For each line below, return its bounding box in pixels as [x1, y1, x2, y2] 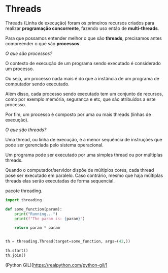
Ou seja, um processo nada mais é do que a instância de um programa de [5, 75, 160, 81]
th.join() [5, 253, 26, 258]
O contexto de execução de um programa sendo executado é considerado [5, 60, 161, 66]
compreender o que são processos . [5, 40, 81, 46]
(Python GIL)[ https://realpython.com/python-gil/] [5, 262, 108, 268]
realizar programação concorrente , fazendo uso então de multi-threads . [5, 25, 159, 31]
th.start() [5, 248, 28, 253]
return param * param [14, 225, 60, 230]
